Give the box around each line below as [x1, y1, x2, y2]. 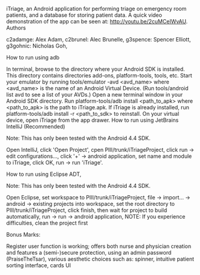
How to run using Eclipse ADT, [6, 171, 82, 178]
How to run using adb [6, 54, 60, 61]
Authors [6, 24, 26, 31]
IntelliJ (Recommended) [6, 123, 65, 130]
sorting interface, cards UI [6, 262, 71, 269]
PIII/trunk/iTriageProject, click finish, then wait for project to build [6, 207, 168, 214]
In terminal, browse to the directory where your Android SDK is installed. [6, 65, 185, 73]
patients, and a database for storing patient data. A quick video [6, 11, 162, 19]
